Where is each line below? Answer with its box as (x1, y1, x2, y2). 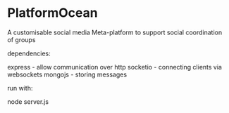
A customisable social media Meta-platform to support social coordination (7, 28, 223, 36)
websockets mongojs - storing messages (7, 70, 128, 79)
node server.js (7, 97, 49, 106)
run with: (7, 84, 33, 92)
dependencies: (7, 49, 51, 58)
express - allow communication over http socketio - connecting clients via (7, 62, 222, 71)
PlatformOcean (7, 5, 98, 21)
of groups (7, 35, 36, 44)
